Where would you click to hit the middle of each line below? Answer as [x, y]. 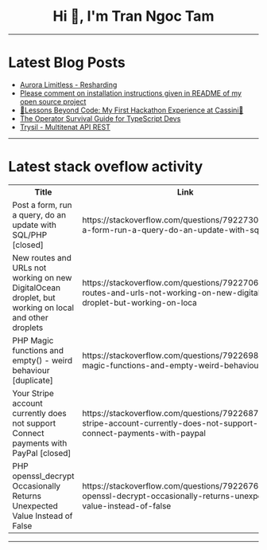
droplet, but [34, 297]
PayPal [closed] [42, 453]
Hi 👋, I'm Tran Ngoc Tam [133, 16]
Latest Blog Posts [67, 63]
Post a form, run [42, 205]
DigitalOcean [37, 288]
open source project [53, 101]
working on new [42, 277]
